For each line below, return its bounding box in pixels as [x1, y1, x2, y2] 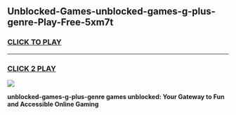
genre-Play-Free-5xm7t [7, 17, 114, 29]
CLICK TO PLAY [7, 38, 62, 47]
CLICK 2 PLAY [7, 63, 56, 73]
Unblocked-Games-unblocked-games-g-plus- [7, 6, 216, 17]
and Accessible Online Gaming [7, 100, 99, 108]
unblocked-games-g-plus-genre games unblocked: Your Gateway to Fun [7, 92, 225, 100]
